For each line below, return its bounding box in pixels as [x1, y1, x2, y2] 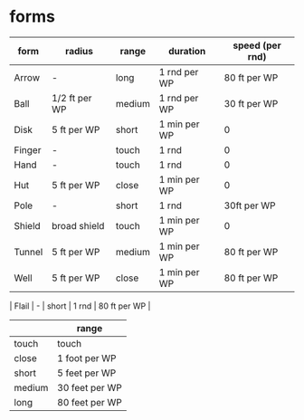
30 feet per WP [57, 381, 122, 394]
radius [64, 44, 93, 57]
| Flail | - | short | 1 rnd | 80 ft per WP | [9, 301, 151, 311]
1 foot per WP [57, 351, 117, 364]
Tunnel [14, 245, 43, 258]
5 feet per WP [57, 367, 117, 379]
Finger [14, 143, 42, 156]
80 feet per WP [57, 396, 122, 408]
